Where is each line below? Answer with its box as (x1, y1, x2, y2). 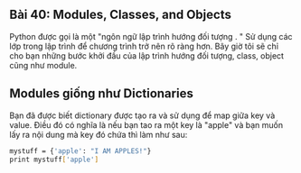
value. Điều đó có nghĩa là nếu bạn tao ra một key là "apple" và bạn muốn (9, 119, 283, 130)
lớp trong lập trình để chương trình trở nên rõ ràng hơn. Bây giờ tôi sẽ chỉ (9, 41, 278, 51)
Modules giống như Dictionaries (9, 86, 194, 102)
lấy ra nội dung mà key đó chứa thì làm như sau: (9, 129, 188, 140)
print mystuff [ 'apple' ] (9, 155, 99, 164)
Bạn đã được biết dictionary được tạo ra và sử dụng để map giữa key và (9, 110, 276, 121)
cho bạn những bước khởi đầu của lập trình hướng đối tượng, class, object (9, 50, 285, 61)
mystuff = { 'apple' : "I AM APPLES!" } (9, 146, 152, 156)
